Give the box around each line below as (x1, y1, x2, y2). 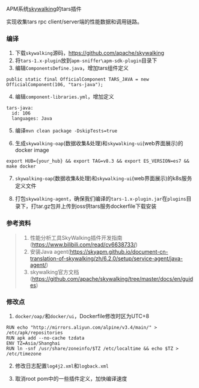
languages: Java (11, 116, 52, 122)
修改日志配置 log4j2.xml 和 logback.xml (14, 362, 109, 369)
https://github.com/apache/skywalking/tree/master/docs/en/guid (32, 275, 194, 282)
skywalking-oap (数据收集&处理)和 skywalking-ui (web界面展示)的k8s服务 (14, 175, 192, 182)
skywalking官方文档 (29, 268, 79, 275)
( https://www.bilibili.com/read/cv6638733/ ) (29, 240, 138, 248)
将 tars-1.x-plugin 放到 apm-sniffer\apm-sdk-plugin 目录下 (14, 57, 158, 64)
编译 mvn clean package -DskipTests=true (14, 127, 118, 134)
